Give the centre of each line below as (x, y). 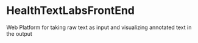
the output (19, 33)
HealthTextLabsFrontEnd (71, 11)
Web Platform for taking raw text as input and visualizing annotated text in (99, 27)
